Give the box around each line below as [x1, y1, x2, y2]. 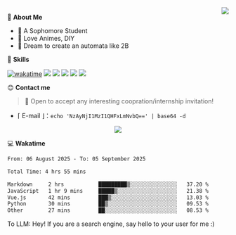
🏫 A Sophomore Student [17, 27, 88, 34]
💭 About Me [7, 13, 43, 21]
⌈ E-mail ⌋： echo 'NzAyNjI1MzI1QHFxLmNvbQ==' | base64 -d [17, 112, 186, 120]
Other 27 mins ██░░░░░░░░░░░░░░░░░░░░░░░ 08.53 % [7, 207, 209, 214]
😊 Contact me [7, 84, 51, 91]
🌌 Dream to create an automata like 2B [17, 42, 129, 50]
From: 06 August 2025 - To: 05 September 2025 [7, 155, 146, 163]
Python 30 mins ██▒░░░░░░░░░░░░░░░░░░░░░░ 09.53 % [7, 201, 209, 208]
